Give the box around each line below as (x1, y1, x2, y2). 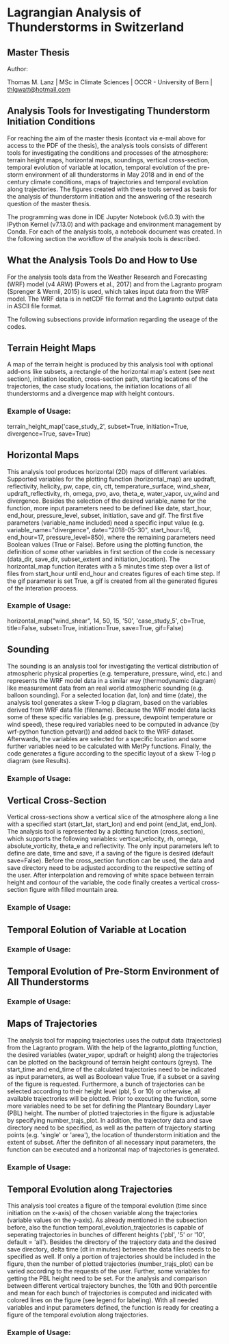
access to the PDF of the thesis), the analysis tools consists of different (7, 141, 208, 149)
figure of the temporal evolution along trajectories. (7, 1310, 149, 1319)
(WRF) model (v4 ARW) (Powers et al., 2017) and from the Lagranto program (7, 279, 222, 288)
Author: (7, 65, 29, 73)
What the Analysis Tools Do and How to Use (7, 255, 198, 266)
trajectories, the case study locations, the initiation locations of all (7, 382, 192, 390)
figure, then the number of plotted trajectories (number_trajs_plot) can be (7, 1260, 214, 1268)
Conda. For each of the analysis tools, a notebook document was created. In (7, 227, 222, 236)
